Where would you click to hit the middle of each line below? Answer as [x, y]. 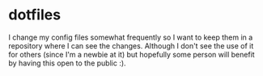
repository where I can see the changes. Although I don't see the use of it [131, 45]
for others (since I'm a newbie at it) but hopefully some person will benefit [131, 54]
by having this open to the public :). [68, 63]
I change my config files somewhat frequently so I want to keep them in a [131, 37]
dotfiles [35, 15]
